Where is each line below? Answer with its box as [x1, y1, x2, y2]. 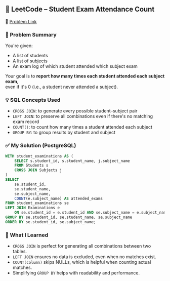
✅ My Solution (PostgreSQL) [5, 142, 76, 149]
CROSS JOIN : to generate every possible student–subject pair [12, 108, 138, 114]
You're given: [5, 43, 33, 49]
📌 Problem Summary [5, 31, 57, 38]
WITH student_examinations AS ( [5, 153, 73, 158]
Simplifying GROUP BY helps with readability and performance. [12, 270, 140, 276]
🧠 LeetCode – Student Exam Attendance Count [5, 5, 155, 14]
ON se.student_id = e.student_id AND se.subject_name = [14, 210, 135, 215]
